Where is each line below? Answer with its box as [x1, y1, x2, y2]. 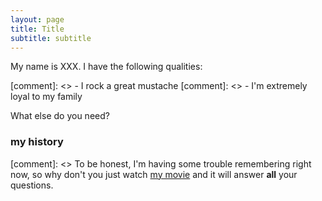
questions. [10, 179, 54, 191]
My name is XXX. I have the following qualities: [10, 61, 203, 73]
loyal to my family [10, 91, 83, 103]
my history [10, 135, 64, 149]
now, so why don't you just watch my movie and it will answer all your [10, 168, 298, 180]
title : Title [10, 24, 65, 34]
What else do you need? [10, 110, 110, 122]
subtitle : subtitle [10, 33, 92, 43]
